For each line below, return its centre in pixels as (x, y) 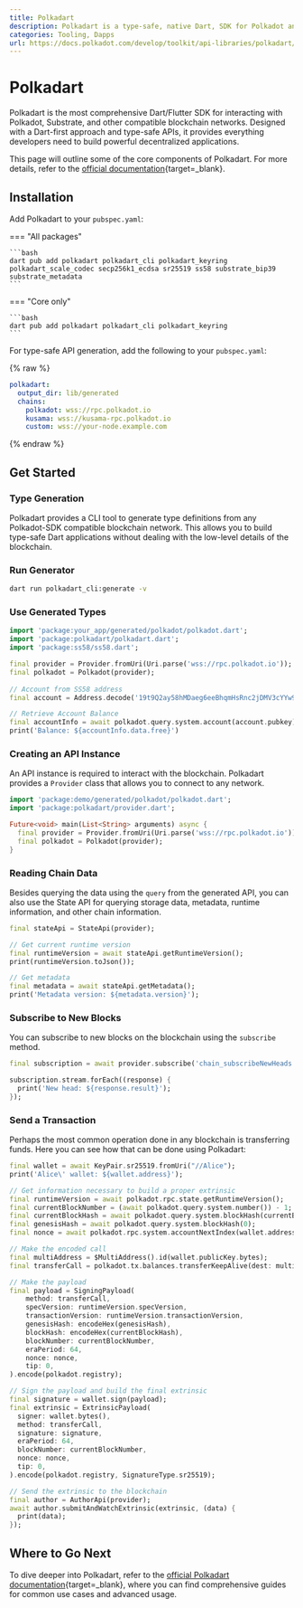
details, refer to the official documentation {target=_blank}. (117, 169)
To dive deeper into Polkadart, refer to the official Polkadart (119, 1575)
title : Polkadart (42, 18)
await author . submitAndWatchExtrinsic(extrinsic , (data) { (123, 1508)
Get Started (42, 473)
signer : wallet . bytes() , (64, 1416)
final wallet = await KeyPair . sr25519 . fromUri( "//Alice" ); (123, 1166)
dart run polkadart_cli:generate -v (78, 589)
